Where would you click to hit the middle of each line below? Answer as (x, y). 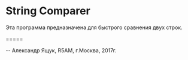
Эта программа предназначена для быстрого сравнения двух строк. (94, 27)
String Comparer (48, 11)
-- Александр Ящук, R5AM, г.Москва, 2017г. (61, 50)
